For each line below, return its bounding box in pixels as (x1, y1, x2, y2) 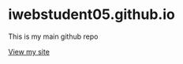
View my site (8, 47, 50, 56)
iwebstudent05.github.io (8, 6, 175, 24)
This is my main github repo (8, 32, 99, 41)
